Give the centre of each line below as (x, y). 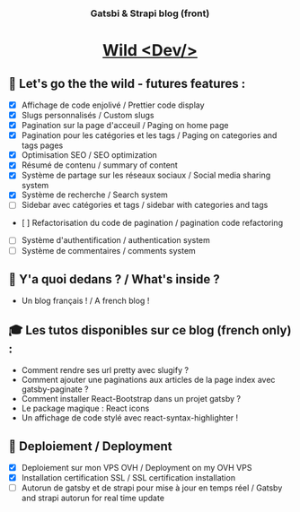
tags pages (42, 145)
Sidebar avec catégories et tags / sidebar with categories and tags (145, 205)
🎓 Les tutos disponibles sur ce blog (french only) (150, 330)
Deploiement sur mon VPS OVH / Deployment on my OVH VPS (137, 468)
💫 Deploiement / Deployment (90, 446)
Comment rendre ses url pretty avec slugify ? (105, 370)
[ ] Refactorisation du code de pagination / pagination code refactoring (152, 223)
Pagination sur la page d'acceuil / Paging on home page (125, 126)
